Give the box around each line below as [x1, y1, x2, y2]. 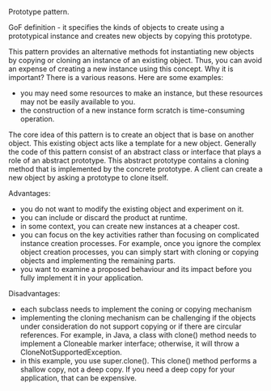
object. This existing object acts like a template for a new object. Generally [8, 138, 256, 148]
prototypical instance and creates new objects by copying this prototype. [8, 32, 252, 40]
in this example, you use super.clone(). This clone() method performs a [19, 356, 257, 365]
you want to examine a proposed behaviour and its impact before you [19, 265, 252, 274]
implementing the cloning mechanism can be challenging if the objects [19, 313, 256, 322]
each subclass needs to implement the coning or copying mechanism [19, 304, 252, 314]
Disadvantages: [8, 289, 61, 298]
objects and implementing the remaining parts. [19, 256, 176, 266]
